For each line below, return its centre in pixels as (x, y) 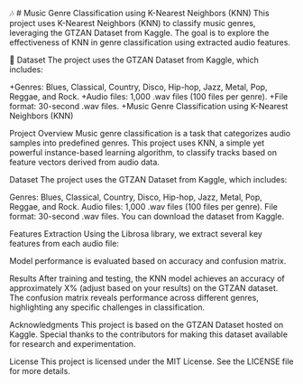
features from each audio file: (64, 244)
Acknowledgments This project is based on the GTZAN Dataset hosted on (147, 325)
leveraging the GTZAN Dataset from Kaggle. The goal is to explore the (139, 33)
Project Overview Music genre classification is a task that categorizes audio (150, 133)
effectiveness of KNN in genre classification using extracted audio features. (150, 42)
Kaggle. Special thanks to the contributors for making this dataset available (149, 334)
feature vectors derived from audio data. (85, 162)
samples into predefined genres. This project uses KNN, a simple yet (137, 143)
